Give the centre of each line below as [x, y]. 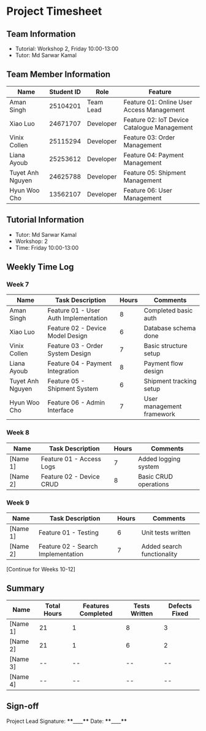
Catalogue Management [158, 127]
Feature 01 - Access [71, 458]
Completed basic [168, 311]
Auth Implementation [78, 319]
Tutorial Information [45, 220]
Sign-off [23, 706]
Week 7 [18, 284]
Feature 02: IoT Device [156, 120]
